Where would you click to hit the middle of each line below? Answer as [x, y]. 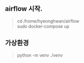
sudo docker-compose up [43, 26]
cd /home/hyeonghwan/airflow [48, 21]
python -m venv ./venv [40, 55]
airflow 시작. [24, 9]
